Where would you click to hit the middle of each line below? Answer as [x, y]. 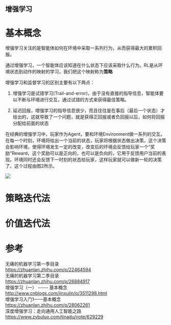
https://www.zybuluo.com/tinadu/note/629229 [54, 317]
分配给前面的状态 [31, 123]
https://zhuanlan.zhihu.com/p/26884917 [48, 281]
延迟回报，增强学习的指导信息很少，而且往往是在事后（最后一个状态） [87, 111]
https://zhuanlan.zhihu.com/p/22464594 [48, 269]
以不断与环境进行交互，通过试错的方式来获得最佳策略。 [71, 100]
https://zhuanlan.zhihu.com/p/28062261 [48, 305]
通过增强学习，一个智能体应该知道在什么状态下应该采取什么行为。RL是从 [82, 65]
